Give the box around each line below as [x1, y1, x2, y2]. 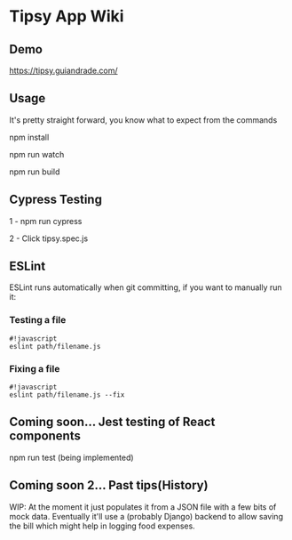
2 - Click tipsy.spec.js [9, 233, 89, 244]
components [9, 429, 82, 444]
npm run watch [9, 149, 65, 159]
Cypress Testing [9, 192, 102, 207]
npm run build [9, 166, 60, 177]
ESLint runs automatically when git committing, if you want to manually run [9, 282, 282, 293]
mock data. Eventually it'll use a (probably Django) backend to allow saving [9, 511, 284, 521]
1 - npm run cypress [9, 215, 83, 226]
